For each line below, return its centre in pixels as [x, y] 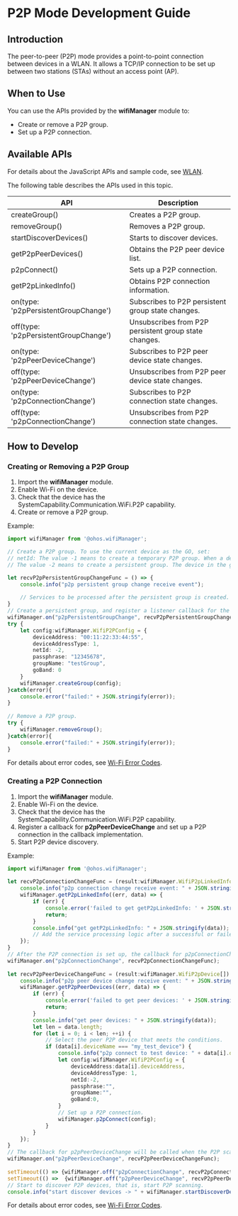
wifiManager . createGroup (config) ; [71, 683]
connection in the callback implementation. [80, 834]
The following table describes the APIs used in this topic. [90, 185]
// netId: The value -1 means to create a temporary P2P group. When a [115, 558]
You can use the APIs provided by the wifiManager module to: [98, 111]
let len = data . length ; [68, 1027]
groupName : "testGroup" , [69, 664]
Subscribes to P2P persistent [178, 302]
